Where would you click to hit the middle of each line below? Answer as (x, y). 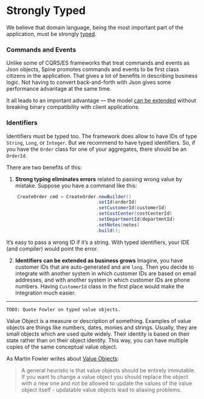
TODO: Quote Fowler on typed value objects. (63, 310)
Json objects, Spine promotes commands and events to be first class (93, 69)
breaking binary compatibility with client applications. (73, 107)
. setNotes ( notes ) (118, 225)
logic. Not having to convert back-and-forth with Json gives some (89, 82)
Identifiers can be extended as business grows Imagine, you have (99, 260)
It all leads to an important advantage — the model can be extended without (101, 100)
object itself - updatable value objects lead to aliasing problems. (101, 389)
